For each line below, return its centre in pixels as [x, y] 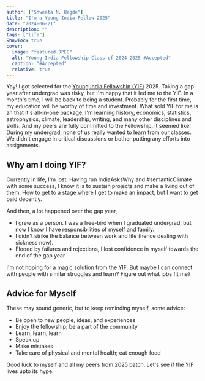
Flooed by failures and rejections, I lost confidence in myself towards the [107, 249]
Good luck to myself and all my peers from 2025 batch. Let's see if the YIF [100, 364]
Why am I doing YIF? [46, 164]
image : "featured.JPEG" [42, 52]
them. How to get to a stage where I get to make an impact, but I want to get [102, 193]
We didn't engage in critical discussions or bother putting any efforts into [99, 139]
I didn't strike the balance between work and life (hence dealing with [102, 236]
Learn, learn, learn [39, 333]
